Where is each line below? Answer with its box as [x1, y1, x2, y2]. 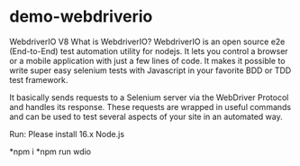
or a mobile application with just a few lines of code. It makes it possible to [9, 55, 286, 66]
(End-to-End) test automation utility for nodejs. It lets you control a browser [9, 45, 288, 56]
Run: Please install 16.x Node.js [9, 128, 124, 139]
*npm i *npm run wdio [9, 146, 92, 157]
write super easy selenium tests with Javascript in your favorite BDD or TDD [9, 65, 292, 76]
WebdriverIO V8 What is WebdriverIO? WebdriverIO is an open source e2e [9, 36, 286, 47]
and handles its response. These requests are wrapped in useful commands [9, 101, 291, 112]
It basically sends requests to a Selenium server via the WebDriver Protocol [9, 92, 289, 103]
